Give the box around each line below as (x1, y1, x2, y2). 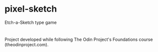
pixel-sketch (4, 3, 57, 15)
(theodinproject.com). (4, 42, 49, 48)
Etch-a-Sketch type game (4, 19, 57, 25)
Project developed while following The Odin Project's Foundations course (4, 36, 153, 42)
